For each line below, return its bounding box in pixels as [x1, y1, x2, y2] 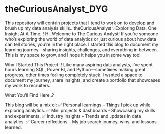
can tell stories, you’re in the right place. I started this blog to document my [5, 41, 159, 47]
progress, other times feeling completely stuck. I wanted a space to [5, 72, 143, 78]
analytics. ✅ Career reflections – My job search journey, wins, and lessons [5, 118, 157, 125]
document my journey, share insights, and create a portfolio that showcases [5, 77, 160, 83]
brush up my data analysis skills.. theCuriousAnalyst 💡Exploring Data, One [5, 25, 157, 31]
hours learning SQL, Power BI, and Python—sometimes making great [5, 67, 146, 72]
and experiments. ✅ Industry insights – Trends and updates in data [5, 113, 141, 119]
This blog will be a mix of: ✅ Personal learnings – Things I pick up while [5, 102, 151, 108]
